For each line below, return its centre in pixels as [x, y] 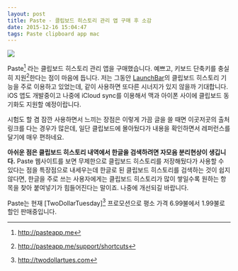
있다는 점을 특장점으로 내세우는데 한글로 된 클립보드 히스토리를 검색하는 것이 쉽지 [119, 170]
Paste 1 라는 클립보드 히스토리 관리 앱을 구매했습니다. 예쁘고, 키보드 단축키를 [112, 68]
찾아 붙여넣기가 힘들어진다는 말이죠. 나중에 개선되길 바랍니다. [104, 187]
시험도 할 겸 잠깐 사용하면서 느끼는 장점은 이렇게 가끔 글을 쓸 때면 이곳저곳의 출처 [119, 119]
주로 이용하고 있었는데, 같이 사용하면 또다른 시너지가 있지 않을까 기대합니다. [124, 87]
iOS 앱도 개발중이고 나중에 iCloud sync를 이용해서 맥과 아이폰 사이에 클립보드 [114, 95]
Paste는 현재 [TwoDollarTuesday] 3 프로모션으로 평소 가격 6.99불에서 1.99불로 [116, 202]
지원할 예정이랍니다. [53, 104]
